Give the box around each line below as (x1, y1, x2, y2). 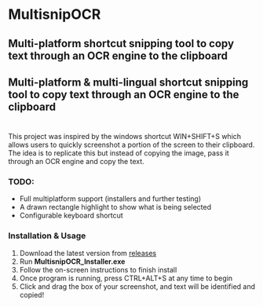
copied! (19, 290, 45, 299)
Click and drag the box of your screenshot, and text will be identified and (19, 281, 256, 291)
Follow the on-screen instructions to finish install (19, 265, 177, 274)
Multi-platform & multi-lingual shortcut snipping (8, 75, 249, 89)
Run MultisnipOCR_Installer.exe (19, 257, 126, 266)
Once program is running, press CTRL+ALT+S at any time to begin (19, 273, 233, 283)
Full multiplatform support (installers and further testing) (19, 194, 202, 203)
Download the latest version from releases (19, 248, 157, 258)
